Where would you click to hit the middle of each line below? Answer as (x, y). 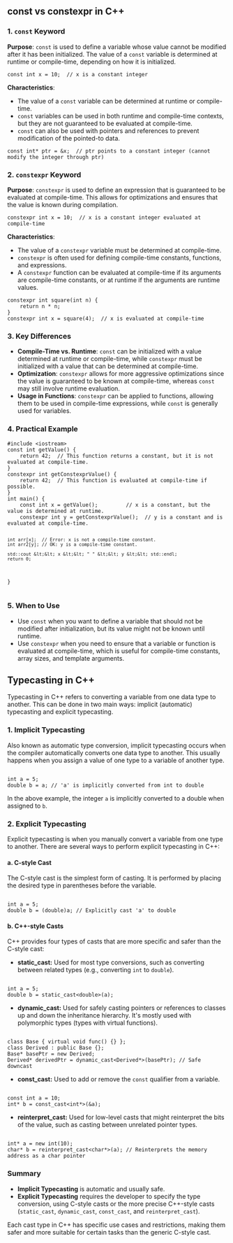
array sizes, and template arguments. (70, 658)
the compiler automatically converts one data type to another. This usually (114, 752)
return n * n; (40, 306)
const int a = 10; (34, 1098)
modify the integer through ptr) (56, 157)
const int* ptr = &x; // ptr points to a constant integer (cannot (109, 151)
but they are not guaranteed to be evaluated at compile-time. (105, 123)
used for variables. (44, 411)
